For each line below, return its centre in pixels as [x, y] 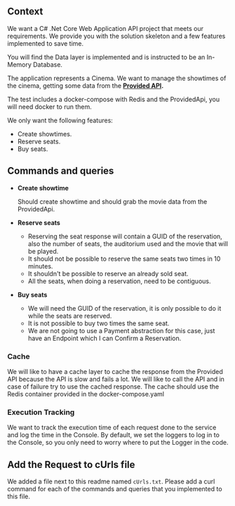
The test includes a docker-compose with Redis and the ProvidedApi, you [113, 99]
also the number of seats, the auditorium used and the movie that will [128, 244]
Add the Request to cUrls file [71, 464]
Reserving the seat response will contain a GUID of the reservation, [125, 236]
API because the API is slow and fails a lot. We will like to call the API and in [116, 379]
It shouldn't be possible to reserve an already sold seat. [108, 273]
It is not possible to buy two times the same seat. [99, 323]
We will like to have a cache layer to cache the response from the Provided [115, 371]
